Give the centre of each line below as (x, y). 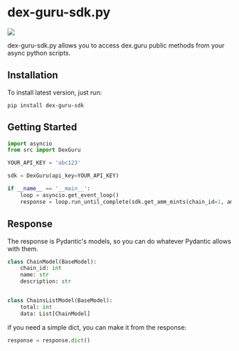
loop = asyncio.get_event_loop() (70, 195)
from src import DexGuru (44, 150)
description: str (46, 281)
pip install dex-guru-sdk (46, 105)
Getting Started (42, 128)
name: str (35, 275)
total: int (36, 307)
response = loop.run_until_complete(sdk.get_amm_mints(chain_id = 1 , (122, 202)
